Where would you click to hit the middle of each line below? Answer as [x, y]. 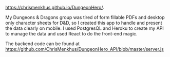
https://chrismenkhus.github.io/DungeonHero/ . [55, 7]
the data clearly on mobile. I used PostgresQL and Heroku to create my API [85, 28]
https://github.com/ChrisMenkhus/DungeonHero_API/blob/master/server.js [85, 49]
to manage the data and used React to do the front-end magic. [71, 34]
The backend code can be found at [42, 44]
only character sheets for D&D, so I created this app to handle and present [84, 23]
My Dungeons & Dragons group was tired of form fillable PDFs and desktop [85, 17]
